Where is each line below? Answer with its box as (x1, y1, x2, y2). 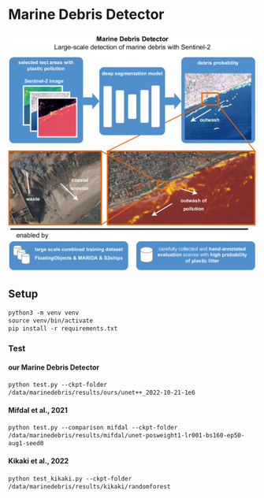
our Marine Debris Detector (8, 362, 100, 372)
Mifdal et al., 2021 (8, 405, 69, 414)
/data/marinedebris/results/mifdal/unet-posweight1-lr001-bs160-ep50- (8, 432, 245, 440)
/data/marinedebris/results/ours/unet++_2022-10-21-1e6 (8, 388, 195, 397)
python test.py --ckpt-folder (8, 381, 108, 389)
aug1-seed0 (8, 440, 44, 448)
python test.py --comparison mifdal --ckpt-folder (8, 424, 178, 432)
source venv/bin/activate (8, 317, 93, 325)
